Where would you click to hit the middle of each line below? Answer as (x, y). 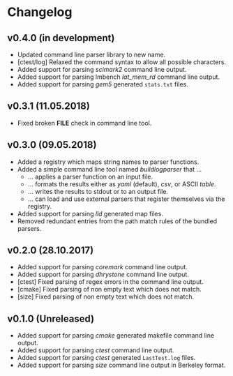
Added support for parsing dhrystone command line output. (103, 275)
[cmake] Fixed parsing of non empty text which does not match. (109, 289)
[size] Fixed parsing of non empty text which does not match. (105, 296)
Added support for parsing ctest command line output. (96, 350)
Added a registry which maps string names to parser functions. (108, 162)
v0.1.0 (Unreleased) (51, 318)
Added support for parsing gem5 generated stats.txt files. (103, 84)
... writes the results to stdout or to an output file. (98, 191)
